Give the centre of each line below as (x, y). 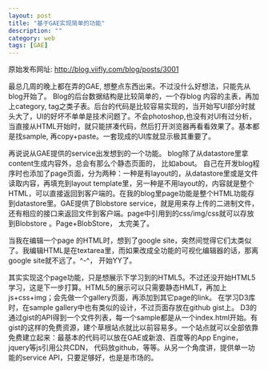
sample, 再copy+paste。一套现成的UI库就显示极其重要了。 (119, 136)
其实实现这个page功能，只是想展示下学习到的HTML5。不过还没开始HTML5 (132, 278)
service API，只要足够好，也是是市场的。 (90, 358)
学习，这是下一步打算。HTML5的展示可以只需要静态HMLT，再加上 (118, 288)
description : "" (35, 30)
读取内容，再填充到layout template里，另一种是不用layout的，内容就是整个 (131, 183)
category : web (32, 38)
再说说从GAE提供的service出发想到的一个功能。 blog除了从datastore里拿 (128, 154)
